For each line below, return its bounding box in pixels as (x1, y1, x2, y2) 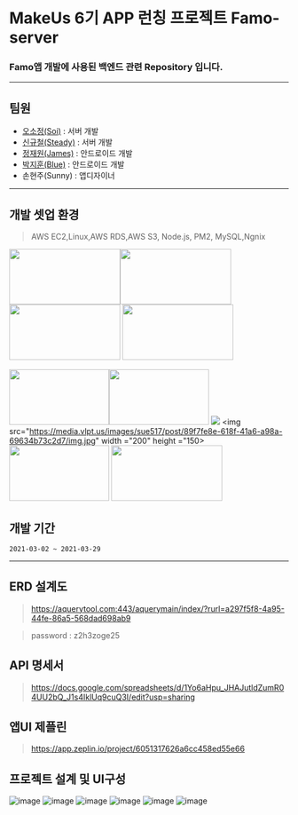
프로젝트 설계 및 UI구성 (9, 771, 127, 787)
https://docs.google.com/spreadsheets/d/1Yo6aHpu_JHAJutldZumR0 (30, 682, 285, 692)
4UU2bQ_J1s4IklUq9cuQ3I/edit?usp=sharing (30, 692, 195, 702)
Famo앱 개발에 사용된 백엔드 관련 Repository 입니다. (9, 61, 223, 74)
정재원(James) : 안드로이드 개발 (21, 148, 133, 159)
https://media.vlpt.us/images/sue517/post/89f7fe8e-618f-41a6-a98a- (29, 426, 283, 437)
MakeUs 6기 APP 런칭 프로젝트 (9, 8, 228, 28)
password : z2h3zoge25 (30, 629, 120, 640)
